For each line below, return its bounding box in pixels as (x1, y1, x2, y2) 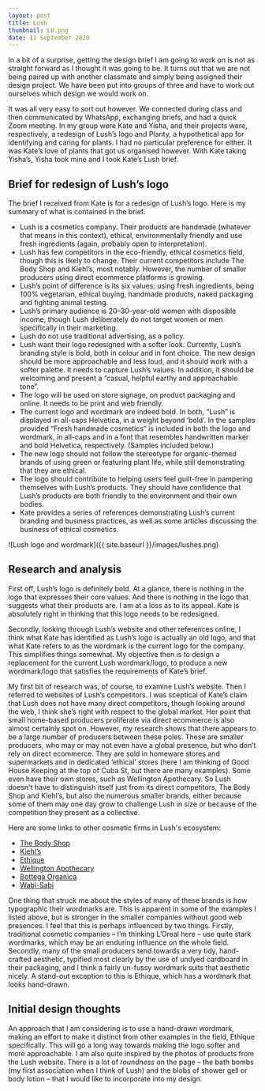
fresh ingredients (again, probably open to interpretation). (19, 239, 207, 249)
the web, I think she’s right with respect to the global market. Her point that (8, 707, 251, 716)
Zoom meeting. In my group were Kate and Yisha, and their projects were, (8, 121, 248, 130)
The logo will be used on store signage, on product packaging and (19, 391, 236, 400)
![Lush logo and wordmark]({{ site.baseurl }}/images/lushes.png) (8, 540, 219, 549)
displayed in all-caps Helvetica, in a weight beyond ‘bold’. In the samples (19, 416, 256, 425)
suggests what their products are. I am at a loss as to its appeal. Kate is (8, 600, 240, 610)
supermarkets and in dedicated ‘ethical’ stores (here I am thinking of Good (8, 757, 250, 767)
